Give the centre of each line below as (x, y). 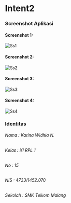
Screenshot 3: (20, 79)
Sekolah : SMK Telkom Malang (35, 195)
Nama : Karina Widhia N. (30, 135)
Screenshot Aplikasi (29, 24)
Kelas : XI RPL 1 (20, 150)
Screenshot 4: (20, 101)
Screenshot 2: (20, 57)
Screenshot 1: (19, 35)
